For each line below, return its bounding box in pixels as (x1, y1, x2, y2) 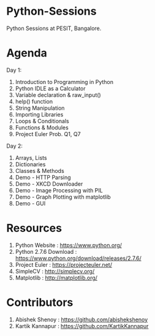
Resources (6, 221, 62, 235)
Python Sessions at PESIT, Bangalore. (6, 25, 102, 32)
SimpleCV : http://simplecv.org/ (15, 267, 95, 275)
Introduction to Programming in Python (15, 78, 113, 85)
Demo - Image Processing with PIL (15, 186, 103, 194)
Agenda (6, 46, 47, 60)
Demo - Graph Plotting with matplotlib (15, 193, 112, 200)
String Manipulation (15, 104, 65, 112)
